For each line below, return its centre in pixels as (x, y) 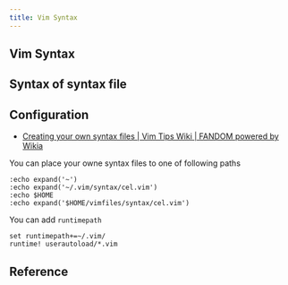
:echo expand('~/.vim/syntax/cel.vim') (84, 188)
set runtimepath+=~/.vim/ (57, 237)
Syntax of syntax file (68, 85)
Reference (39, 271)
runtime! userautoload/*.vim (64, 244)
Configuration (49, 114)
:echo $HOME (31, 195)
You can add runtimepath (55, 220)
